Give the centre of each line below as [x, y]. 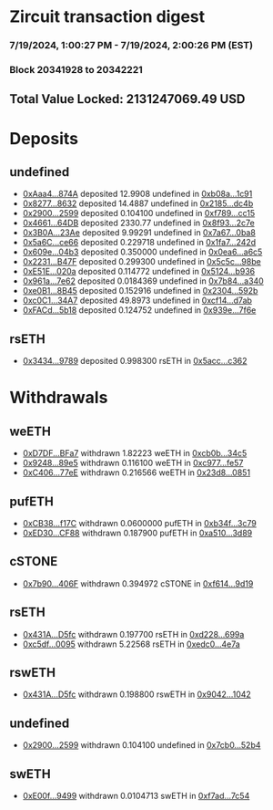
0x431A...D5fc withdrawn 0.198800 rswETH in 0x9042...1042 [137, 694]
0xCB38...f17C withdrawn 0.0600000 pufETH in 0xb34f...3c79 [139, 524]
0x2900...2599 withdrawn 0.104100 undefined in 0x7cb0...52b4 [142, 745]
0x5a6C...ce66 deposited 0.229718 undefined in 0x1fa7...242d [139, 243]
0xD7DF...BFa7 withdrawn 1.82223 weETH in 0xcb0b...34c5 [135, 453]
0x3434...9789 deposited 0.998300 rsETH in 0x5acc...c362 [135, 361]
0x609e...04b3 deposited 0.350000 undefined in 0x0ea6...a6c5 [142, 252]
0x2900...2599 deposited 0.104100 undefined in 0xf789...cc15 [139, 213]
